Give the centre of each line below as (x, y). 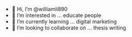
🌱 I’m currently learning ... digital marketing (64, 21)
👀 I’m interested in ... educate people (57, 15)
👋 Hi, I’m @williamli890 (40, 9)
